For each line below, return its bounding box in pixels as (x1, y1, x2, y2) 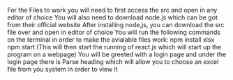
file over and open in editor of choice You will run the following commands (7, 28, 221, 36)
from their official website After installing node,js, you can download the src (7, 21, 225, 29)
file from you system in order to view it (7, 65, 118, 73)
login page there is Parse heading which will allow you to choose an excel (7, 58, 219, 65)
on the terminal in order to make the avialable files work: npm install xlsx (7, 35, 215, 44)
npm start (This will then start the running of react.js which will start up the (7, 43, 222, 51)
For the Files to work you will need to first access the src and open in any (7, 6, 218, 14)
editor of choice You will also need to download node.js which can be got (7, 13, 218, 22)
